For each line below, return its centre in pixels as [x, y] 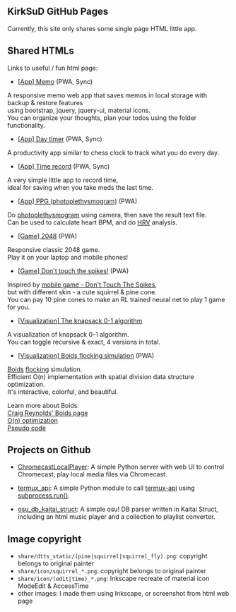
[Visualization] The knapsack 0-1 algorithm [80, 320]
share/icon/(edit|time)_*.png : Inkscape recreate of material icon [113, 579]
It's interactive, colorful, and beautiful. [63, 392]
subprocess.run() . [44, 496]
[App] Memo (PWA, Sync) [55, 81]
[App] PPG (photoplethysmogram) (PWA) [77, 201]
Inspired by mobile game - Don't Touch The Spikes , [82, 284]
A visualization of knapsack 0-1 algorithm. [68, 334]
